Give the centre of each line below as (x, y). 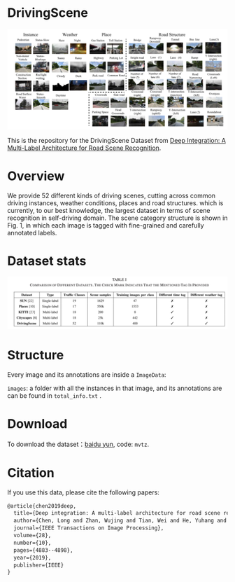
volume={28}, (33, 536)
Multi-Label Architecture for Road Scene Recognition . (84, 148)
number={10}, (33, 543)
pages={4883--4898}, (43, 550)
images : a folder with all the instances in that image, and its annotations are (115, 388)
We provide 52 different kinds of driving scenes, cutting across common (111, 195)
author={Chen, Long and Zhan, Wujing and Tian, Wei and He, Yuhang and (120, 521)
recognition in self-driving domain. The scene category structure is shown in (117, 218)
